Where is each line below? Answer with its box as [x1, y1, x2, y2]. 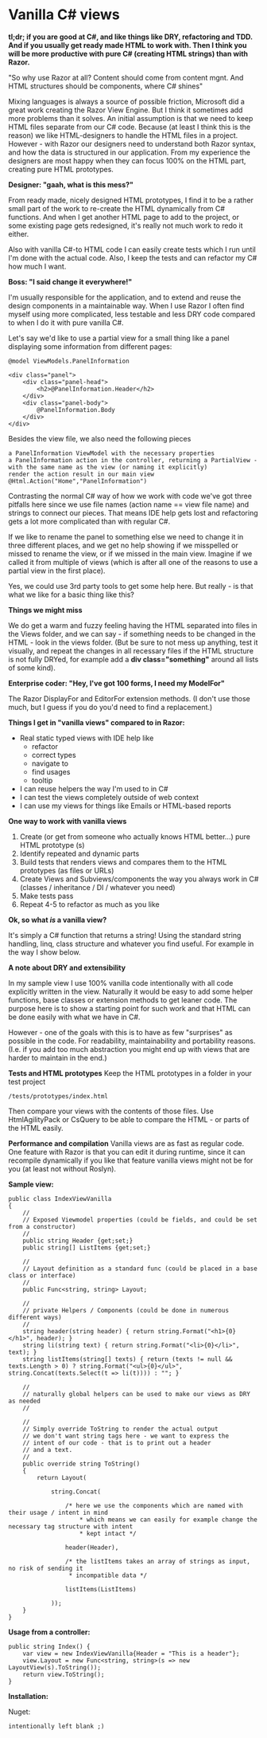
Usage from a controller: [8, 1627, 91, 1637]
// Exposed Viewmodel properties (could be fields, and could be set [22, 1215, 258, 1224]
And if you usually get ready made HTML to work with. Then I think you [8, 40, 248, 49]
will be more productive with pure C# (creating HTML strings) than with [8, 49, 249, 58]
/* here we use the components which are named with [64, 1501, 244, 1509]
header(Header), [64, 1544, 119, 1552]
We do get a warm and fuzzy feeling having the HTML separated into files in [8, 620, 258, 630]
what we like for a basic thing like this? [8, 590, 135, 599]
